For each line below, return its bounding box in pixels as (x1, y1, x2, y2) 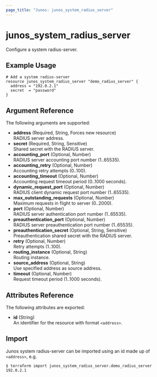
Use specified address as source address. (13, 265, 102, 271)
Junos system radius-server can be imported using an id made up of (6, 348, 150, 354)
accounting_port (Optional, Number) (13, 152, 91, 158)
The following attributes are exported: (6, 305, 85, 310)
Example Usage (6, 61, 57, 69)
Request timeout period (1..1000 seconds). (13, 276, 102, 282)
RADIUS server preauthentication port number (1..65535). (13, 222, 134, 228)
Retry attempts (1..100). (13, 243, 62, 250)
